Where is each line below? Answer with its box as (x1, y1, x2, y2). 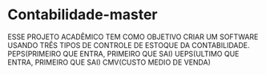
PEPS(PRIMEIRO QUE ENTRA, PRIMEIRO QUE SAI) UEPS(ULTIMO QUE (7, 49, 240, 58)
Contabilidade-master (7, 6, 158, 24)
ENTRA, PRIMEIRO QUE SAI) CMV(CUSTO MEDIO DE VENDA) (7, 57, 212, 67)
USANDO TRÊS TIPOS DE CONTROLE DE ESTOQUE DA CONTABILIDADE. (7, 40, 250, 49)
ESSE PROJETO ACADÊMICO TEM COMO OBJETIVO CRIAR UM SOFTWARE (7, 32, 259, 41)
